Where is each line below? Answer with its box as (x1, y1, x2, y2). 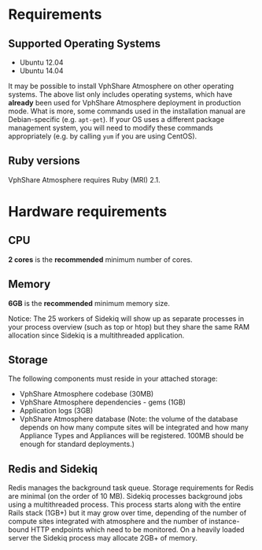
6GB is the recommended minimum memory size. (8, 298, 171, 308)
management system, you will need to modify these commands (8, 124, 214, 132)
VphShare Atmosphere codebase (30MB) (19, 389, 154, 399)
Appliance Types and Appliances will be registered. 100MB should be (19, 431, 244, 441)
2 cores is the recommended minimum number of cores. (8, 254, 193, 264)
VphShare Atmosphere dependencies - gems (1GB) (19, 397, 186, 407)
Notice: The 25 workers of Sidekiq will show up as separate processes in (8, 313, 245, 323)
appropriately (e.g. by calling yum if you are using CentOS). (8, 131, 197, 141)
